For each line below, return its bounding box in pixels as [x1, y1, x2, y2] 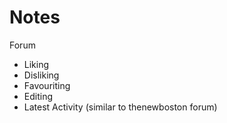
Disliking [23, 69, 60, 81]
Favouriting [23, 79, 71, 91]
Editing [23, 90, 54, 102]
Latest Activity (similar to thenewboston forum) [23, 101, 218, 113]
